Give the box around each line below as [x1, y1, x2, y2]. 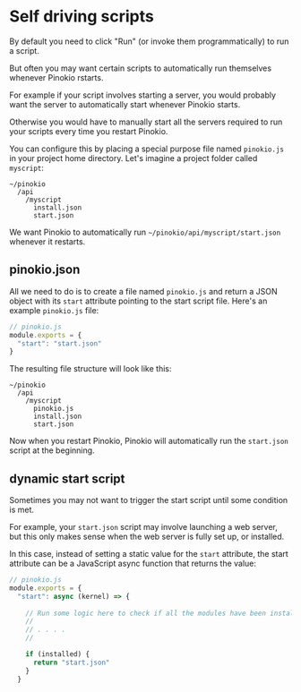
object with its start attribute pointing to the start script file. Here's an [9, 295, 268, 306]
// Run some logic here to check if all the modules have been [25, 609, 267, 618]
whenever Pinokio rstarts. [9, 72, 104, 82]
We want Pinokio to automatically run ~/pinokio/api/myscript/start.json [9, 226, 281, 237]
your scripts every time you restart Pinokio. [9, 125, 168, 136]
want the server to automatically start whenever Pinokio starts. [9, 98, 241, 109]
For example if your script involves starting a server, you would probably [9, 90, 276, 100]
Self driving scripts [9, 6, 154, 27]
